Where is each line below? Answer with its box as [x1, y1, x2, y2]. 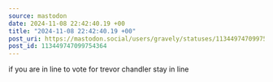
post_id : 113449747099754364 [8, 42, 107, 50]
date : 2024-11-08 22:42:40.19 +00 [8, 19, 126, 28]
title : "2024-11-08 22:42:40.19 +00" [8, 27, 136, 35]
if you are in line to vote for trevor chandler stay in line [8, 64, 189, 74]
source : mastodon [8, 11, 67, 20]
